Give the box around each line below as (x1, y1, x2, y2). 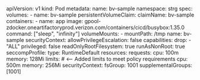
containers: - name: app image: (6, 18, 84, 24)
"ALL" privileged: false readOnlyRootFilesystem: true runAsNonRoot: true (6, 43, 186, 50)
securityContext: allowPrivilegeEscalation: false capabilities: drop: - (25, 37, 192, 43)
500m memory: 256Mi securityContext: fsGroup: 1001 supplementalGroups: (6, 62, 193, 69)
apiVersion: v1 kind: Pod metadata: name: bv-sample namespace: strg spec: (6, 5, 193, 12)
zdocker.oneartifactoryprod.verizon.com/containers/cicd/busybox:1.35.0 (6, 24, 185, 31)
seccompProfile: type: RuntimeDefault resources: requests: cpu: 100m (6, 49, 179, 56)
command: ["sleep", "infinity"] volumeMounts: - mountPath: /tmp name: (6, 30, 183, 37)
